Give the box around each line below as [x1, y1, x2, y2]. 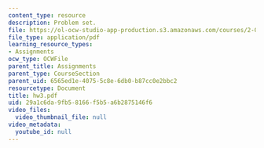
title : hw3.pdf [8, 92, 58, 99]
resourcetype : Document [8, 84, 86, 92]
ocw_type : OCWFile [8, 56, 68, 63]
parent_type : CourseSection [8, 70, 101, 78]
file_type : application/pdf [8, 33, 101, 42]
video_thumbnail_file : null [15, 114, 108, 121]
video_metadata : [8, 121, 61, 128]
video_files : [8, 106, 51, 114]
